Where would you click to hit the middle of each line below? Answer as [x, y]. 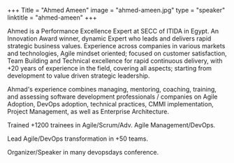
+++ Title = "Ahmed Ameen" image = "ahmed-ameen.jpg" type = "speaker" [116, 10]
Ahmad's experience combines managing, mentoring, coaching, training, [112, 89]
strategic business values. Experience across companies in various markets [116, 46]
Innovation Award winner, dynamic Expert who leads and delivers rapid [109, 38]
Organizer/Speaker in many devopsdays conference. [83, 152]
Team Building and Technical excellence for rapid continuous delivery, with [115, 61]
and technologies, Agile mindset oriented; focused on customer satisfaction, [117, 53]
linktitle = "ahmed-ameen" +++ [52, 17]
